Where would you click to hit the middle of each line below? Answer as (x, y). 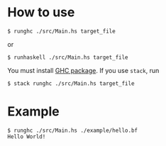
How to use (41, 12)
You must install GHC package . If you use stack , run (83, 70)
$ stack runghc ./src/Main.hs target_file (71, 83)
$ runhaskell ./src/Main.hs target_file (68, 57)
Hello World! (27, 136)
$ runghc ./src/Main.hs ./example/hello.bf (73, 130)
